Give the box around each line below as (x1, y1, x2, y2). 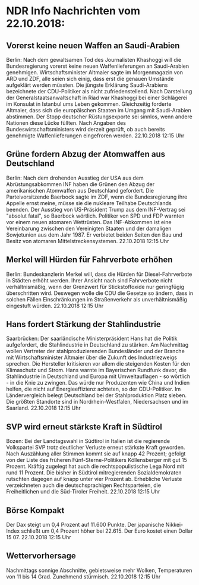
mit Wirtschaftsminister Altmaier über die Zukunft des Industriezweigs (6, 354, 177, 361)
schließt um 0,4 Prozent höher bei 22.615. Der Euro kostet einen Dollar (21, 527, 193, 534)
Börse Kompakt (6, 505, 65, 515)
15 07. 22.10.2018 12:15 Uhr (6, 534, 71, 541)
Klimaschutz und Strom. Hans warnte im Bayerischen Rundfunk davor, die (6, 367, 187, 374)
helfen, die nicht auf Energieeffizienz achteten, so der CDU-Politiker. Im (6, 385, 181, 393)
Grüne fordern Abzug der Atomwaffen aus (6, 149, 165, 159)
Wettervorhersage (6, 551, 76, 561)
